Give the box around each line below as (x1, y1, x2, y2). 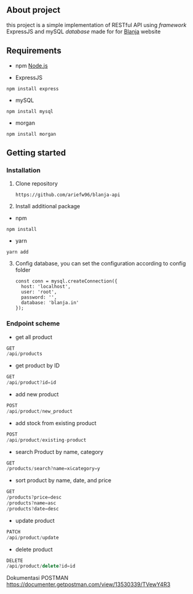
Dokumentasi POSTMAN (6, 574, 69, 582)
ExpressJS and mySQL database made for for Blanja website (6, 28, 161, 35)
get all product (15, 333, 53, 340)
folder (15, 267, 31, 274)
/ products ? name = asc (6, 500, 57, 506)
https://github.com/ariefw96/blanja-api (15, 192, 120, 198)
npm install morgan (6, 131, 57, 137)
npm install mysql (6, 108, 53, 114)
